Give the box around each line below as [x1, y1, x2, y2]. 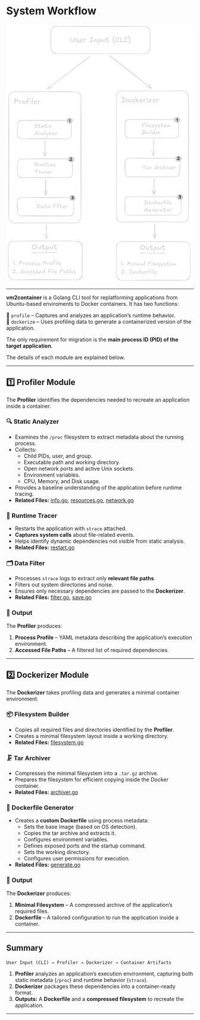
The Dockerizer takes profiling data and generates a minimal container [6, 689, 180, 696]
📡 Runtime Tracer [6, 511, 58, 520]
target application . [6, 342, 53, 349]
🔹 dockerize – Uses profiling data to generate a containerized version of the [6, 318, 192, 325]
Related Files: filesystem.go [14, 739, 84, 746]
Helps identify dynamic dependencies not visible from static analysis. [14, 537, 186, 545]
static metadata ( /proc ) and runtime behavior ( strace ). [14, 976, 148, 983]
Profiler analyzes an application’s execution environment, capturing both [14, 970, 193, 977]
